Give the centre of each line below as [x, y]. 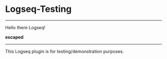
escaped [14, 37]
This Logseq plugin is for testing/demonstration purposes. [65, 51]
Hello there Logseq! [25, 27]
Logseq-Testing [39, 9]
